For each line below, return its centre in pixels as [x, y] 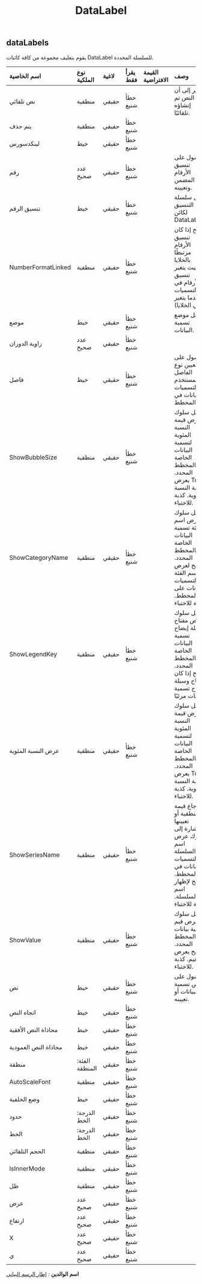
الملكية [85, 80]
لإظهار [182, 881]
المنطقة [87, 1068]
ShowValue [25, 940]
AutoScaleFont [30, 1082]
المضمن [184, 180]
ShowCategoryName [39, 558]
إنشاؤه [182, 105]
